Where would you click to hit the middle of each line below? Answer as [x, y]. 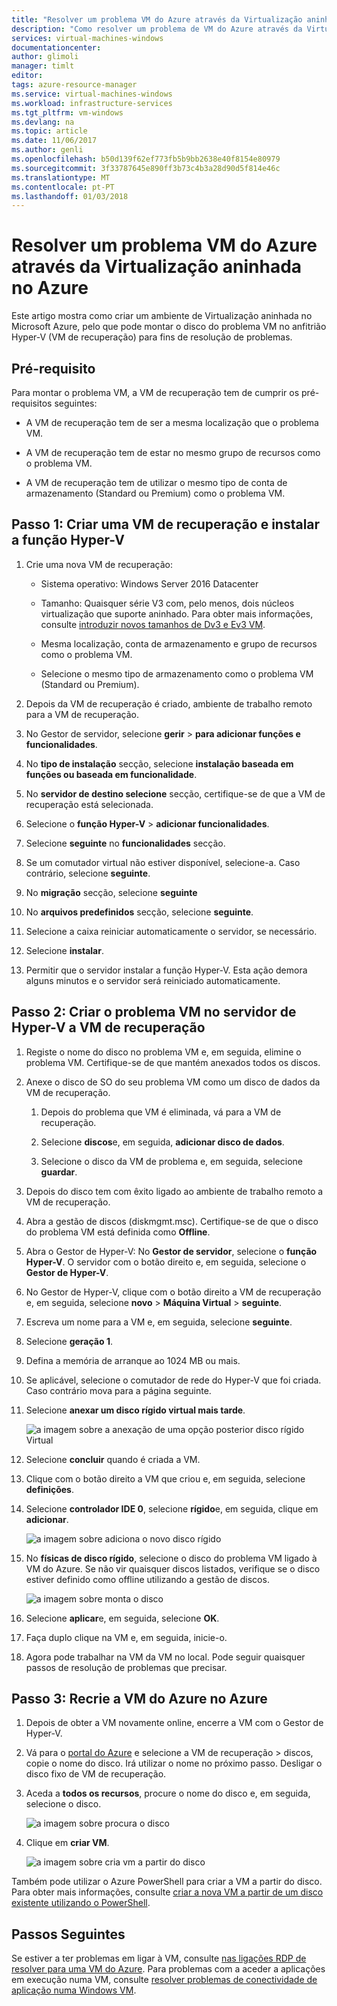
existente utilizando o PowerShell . [81, 1903]
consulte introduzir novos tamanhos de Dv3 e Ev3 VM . [153, 624]
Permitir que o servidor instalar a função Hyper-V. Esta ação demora [166, 970]
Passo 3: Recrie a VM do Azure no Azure [139, 1699]
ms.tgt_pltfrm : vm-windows [67, 112]
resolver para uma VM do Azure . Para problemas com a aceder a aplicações [168, 1969]
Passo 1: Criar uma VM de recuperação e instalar [166, 524]
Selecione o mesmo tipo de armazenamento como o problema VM [177, 673]
